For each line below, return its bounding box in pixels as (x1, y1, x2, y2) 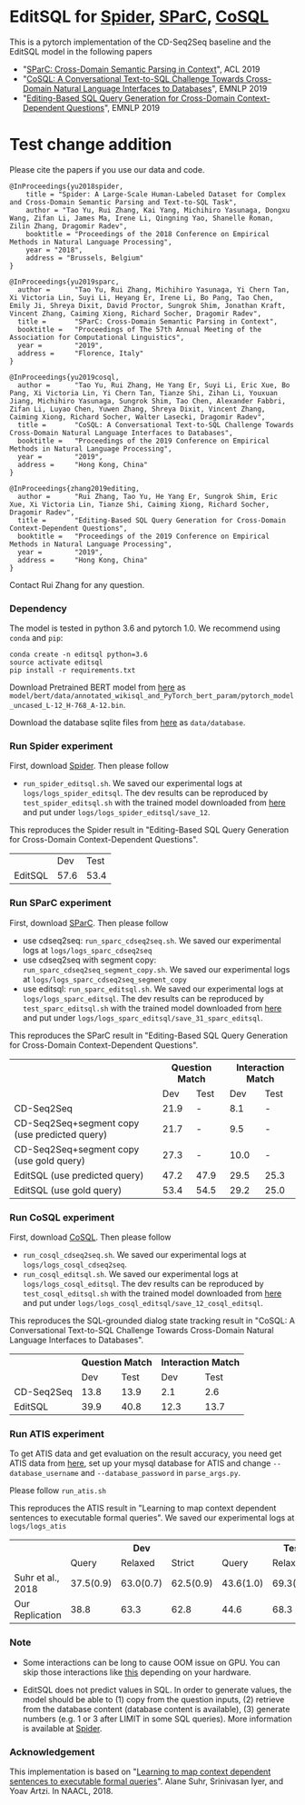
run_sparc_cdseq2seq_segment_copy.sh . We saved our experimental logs (22, 963, 290, 974)
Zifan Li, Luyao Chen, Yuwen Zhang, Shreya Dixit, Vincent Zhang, (9, 404, 266, 414)
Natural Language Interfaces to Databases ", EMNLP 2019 (54, 83, 268, 94)
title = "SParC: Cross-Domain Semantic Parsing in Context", (17, 316, 279, 326)
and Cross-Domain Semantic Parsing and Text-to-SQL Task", (9, 197, 238, 206)
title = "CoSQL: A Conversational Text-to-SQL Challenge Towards (17, 420, 295, 429)
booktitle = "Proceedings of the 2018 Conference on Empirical (25, 229, 271, 238)
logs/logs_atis (9, 1522, 67, 1531)
